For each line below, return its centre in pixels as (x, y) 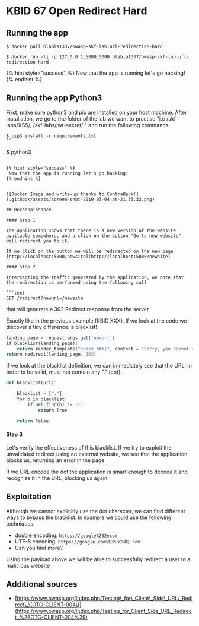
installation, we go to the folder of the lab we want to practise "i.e (86, 118)
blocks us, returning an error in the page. (56, 460)
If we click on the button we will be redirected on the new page (90, 251)
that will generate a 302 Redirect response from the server (78, 309)
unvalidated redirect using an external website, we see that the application (97, 454)
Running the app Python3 (54, 98)
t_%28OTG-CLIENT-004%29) (51, 617)
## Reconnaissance (29, 210)
